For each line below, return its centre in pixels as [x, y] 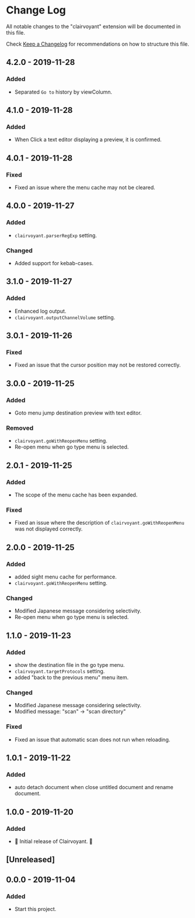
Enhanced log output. [40, 311]
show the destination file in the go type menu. [69, 665]
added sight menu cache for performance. [65, 577]
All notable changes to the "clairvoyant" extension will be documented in [93, 26]
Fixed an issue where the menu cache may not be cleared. [85, 187]
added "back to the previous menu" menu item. [72, 677]
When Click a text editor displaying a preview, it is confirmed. [88, 140]
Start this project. [35, 909]
